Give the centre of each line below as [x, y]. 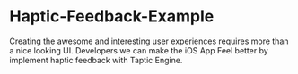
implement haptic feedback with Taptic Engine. [96, 60]
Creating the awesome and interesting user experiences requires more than [149, 41]
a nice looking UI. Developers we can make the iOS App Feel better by [139, 50]
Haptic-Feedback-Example [112, 16]
